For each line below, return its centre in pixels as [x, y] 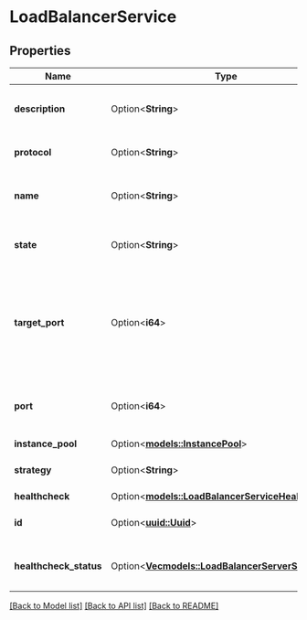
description [40, 109]
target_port [39, 322]
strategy [33, 470]
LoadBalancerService [93, 17]
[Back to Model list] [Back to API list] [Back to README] [114, 606]
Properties [40, 51]
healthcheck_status [58, 566]
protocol [33, 152]
